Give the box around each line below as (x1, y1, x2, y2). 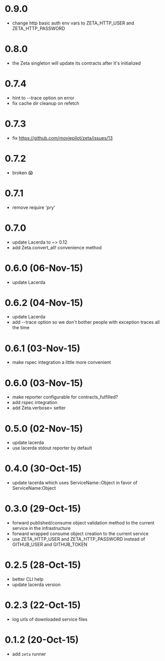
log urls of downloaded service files (12, 616, 88, 622)
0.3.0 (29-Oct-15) (5, 503, 81, 515)
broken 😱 (12, 169, 34, 176)
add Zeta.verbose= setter (12, 405, 66, 411)
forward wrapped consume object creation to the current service (12, 531, 149, 537)
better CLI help (12, 576, 44, 583)
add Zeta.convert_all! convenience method (12, 244, 102, 250)
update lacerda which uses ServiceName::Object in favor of (12, 480, 138, 486)
